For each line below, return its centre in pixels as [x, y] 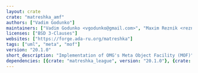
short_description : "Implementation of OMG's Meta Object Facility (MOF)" [100, 55]
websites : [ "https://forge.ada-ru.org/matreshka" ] [70, 39]
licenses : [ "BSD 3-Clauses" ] [42, 34]
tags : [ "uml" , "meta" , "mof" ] [43, 45]
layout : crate [24, 11]
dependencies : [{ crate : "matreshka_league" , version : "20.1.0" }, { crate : [99, 61]
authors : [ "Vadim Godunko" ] [41, 22]
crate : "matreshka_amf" [35, 17]
